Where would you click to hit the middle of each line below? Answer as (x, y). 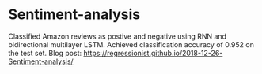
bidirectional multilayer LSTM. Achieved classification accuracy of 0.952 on (131, 44)
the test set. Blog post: (45, 53)
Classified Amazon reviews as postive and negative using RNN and (118, 36)
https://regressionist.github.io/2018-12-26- (153, 53)
